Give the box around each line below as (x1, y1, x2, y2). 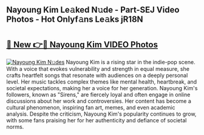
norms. (6, 123, 24, 130)
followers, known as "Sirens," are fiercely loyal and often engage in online (6, 91, 191, 98)
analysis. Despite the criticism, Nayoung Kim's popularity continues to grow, (6, 110, 197, 117)
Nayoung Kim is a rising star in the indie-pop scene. (66, 59, 195, 65)
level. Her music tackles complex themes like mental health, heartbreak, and (6, 78, 197, 85)
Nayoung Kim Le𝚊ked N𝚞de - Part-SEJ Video (6, 5, 180, 15)
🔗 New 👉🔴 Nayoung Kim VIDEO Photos (6, 39, 158, 50)
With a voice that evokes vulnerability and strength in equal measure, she (6, 65, 190, 72)
